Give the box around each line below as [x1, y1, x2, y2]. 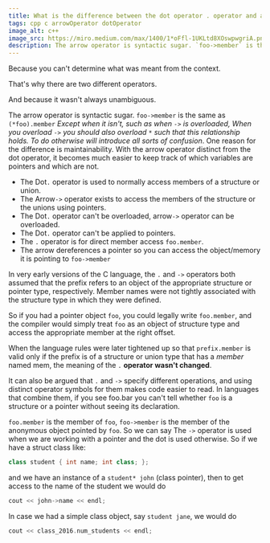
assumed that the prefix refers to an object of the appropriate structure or [8, 278, 252, 288]
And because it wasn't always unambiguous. [8, 95, 157, 104]
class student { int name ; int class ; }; [8, 459, 149, 467]
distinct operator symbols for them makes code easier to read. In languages [8, 385, 260, 394]
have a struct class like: [8, 443, 86, 452]
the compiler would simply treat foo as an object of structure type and [8, 319, 240, 329]
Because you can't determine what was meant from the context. [8, 63, 221, 73]
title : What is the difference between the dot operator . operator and [8, 11, 257, 20]
